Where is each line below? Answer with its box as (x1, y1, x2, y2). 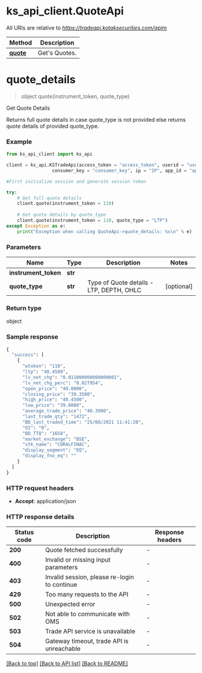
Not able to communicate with (44, 610, 130, 618)
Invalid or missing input (44, 556, 111, 564)
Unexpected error (44, 600, 96, 609)
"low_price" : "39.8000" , (22, 402, 85, 408)
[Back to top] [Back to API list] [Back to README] (6, 660, 128, 667)
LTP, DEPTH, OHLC (87, 286, 142, 294)
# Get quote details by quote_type (17, 212, 106, 218)
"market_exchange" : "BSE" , (22, 436, 90, 442)
